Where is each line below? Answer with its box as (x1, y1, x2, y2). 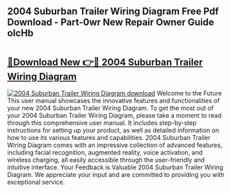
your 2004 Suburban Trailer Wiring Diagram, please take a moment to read (7, 111, 222, 119)
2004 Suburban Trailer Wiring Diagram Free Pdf (7, 6, 219, 17)
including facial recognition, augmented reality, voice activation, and (7, 148, 203, 156)
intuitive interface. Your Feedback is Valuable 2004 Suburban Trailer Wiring (7, 163, 224, 171)
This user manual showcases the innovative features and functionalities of (7, 97, 221, 105)
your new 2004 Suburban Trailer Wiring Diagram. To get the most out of (7, 104, 214, 112)
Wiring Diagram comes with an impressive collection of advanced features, (7, 141, 223, 149)
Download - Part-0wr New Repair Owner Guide (7, 17, 214, 29)
